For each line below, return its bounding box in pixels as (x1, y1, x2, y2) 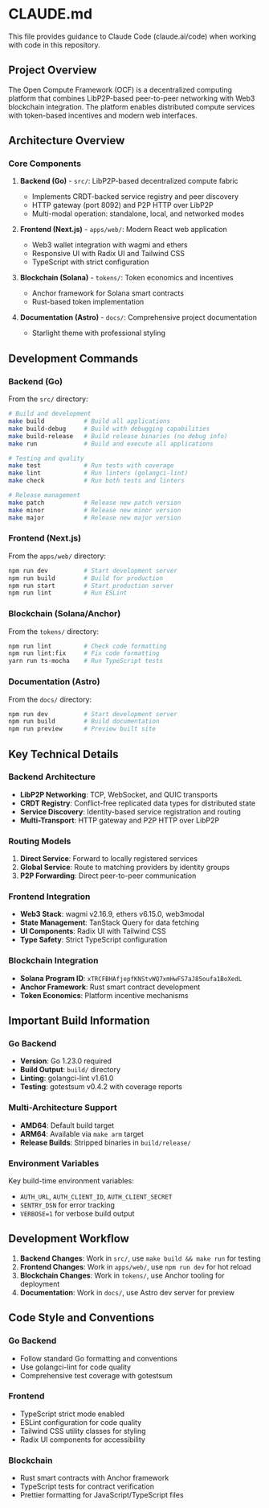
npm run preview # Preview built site (8, 725, 157, 733)
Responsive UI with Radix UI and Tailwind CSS (31, 249, 185, 259)
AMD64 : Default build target (19, 1121, 115, 1130)
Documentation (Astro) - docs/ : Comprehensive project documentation (19, 313, 258, 322)
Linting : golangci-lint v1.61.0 (19, 1073, 114, 1083)
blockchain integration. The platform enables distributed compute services (8, 101, 255, 111)
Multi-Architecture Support (8, 1102, 118, 1113)
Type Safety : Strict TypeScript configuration (19, 935, 168, 945)
